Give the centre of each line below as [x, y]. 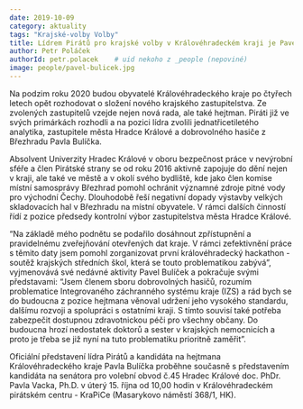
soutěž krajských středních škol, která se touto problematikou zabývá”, [141, 262]
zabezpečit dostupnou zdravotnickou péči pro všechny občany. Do [134, 320]
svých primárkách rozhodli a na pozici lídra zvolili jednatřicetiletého [134, 122]
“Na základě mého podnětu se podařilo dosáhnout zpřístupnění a [130, 233]
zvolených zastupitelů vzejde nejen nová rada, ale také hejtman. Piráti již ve [150, 113]
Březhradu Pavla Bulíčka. [55, 141]
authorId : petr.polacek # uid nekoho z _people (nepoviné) [129, 59]
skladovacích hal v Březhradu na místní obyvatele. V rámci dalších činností [148, 206]
